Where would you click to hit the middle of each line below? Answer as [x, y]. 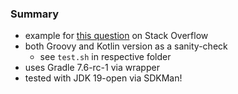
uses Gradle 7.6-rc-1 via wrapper [92, 68]
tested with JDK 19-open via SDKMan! [103, 78]
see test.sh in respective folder [105, 57]
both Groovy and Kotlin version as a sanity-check [126, 46]
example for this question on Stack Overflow [116, 36]
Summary [35, 14]
